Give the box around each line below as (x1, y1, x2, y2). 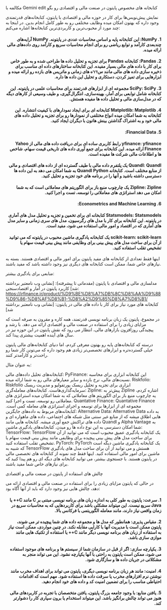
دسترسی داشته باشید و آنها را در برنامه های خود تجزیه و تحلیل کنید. (41, 173, 162, 179)
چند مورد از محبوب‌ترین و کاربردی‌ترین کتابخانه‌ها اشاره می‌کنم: (5, 25, 120, 31)
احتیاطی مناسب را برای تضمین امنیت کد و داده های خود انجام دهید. (42, 578, 162, 584)
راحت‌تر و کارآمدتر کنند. (5, 352, 48, 358)
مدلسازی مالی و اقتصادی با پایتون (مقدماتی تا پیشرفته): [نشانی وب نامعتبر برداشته (5, 280, 157, 286)
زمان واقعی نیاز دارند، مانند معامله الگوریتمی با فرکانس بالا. (54, 507, 162, 513)
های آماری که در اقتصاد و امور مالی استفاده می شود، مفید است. (45, 222, 162, 228)
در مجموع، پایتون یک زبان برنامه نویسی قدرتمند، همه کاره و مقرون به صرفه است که (5, 316, 160, 322)
